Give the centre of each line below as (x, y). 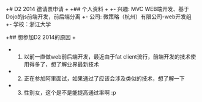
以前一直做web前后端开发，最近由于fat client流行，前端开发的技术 (107, 56)
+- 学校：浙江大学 (28, 24)
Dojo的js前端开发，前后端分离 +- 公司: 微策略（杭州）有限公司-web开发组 (99, 16)
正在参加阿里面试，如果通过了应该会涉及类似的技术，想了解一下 (104, 78)
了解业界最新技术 (77, 64)
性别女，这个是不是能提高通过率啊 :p (70, 93)
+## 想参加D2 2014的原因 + (41, 37)
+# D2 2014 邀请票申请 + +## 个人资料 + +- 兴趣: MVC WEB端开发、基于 (97, 9)
